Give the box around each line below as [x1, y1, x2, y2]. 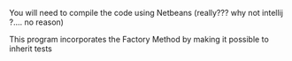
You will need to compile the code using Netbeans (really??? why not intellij [9, 8, 283, 18]
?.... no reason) [9, 17, 65, 27]
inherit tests [9, 43, 53, 54]
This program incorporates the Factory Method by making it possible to [9, 34, 270, 44]
